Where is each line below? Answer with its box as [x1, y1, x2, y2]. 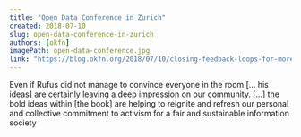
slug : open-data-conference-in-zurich [9, 30, 154, 39]
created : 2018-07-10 [9, 21, 87, 30]
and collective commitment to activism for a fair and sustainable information [9, 108, 289, 118]
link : [9, 55, 30, 64]
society [9, 117, 38, 128]
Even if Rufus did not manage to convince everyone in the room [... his [9, 80, 269, 90]
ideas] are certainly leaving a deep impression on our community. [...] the [9, 89, 280, 99]
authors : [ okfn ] [9, 38, 70, 47]
